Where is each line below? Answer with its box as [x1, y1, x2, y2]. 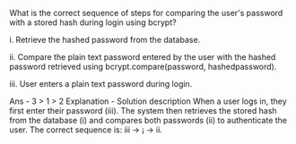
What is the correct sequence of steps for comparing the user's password [9, 8, 283, 18]
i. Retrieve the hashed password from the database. [9, 35, 201, 45]
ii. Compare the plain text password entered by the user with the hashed [9, 52, 276, 62]
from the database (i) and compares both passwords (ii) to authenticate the [9, 115, 288, 125]
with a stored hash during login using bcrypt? [9, 17, 177, 28]
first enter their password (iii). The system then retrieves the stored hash [9, 106, 277, 115]
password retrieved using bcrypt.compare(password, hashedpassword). [9, 62, 277, 72]
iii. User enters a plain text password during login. [9, 79, 193, 89]
